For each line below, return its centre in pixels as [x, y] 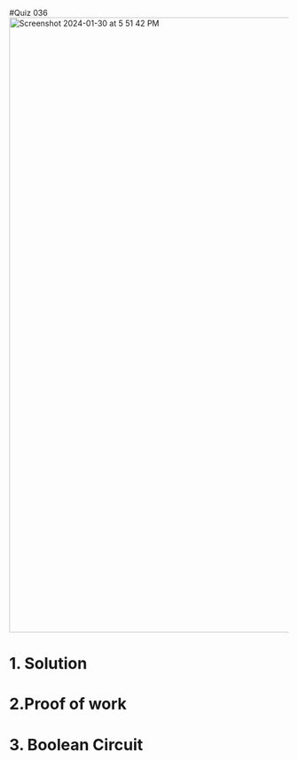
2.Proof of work [68, 704]
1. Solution [48, 664]
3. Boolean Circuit [76, 744]
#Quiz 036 [29, 13]
